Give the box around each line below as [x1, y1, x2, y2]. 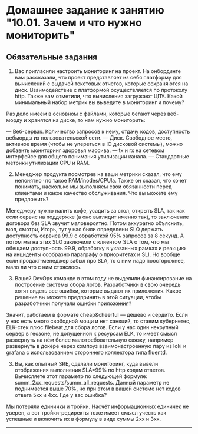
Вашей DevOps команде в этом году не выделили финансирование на [14, 275, 192, 281]
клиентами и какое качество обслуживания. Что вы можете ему [14, 190, 178, 196]
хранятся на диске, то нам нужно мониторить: [28, 117, 146, 124]
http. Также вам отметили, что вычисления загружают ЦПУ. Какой [14, 92, 183, 100]
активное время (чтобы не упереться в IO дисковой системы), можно [6, 141, 183, 147]
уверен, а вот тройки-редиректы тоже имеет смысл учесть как [6, 409, 167, 416]
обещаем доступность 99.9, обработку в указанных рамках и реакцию [6, 245, 186, 251]
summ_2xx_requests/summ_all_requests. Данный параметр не [14, 379, 170, 386]
